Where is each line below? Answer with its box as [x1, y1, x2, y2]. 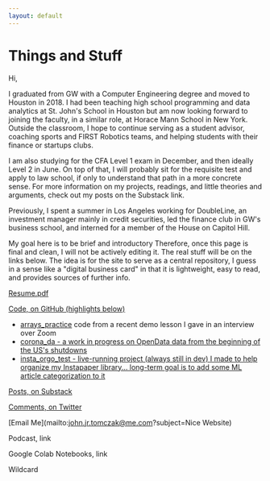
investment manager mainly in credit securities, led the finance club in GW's [8, 214, 261, 224]
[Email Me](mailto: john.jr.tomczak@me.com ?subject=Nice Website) [8, 417, 232, 427]
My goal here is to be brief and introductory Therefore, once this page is [8, 238, 248, 248]
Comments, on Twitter [8, 402, 82, 412]
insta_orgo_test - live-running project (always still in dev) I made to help [19, 354, 258, 363]
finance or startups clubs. [8, 140, 94, 150]
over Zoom [19, 328, 56, 338]
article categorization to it [19, 371, 106, 380]
